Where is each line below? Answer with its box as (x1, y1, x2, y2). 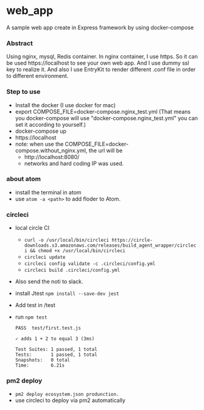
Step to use (6, 88, 41, 96)
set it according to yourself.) (15, 121, 86, 128)
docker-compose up (15, 127, 67, 135)
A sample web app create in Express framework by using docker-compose (6, 24, 194, 31)
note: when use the (15, 140, 64, 147)
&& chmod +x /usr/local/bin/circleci (29, 248, 126, 254)
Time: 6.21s (15, 362, 65, 369)
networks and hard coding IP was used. (24, 160, 124, 167)
